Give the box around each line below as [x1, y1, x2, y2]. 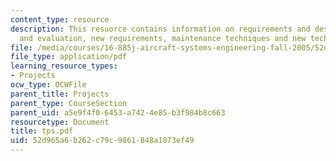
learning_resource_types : [10, 61, 118, 71]
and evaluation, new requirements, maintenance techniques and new [19, 33, 307, 43]
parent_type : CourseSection [10, 98, 128, 108]
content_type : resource [10, 14, 110, 25]
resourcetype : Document [10, 117, 110, 127]
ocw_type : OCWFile [10, 80, 87, 90]
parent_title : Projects [10, 89, 110, 99]
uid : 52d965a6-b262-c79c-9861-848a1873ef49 [10, 136, 195, 146]
